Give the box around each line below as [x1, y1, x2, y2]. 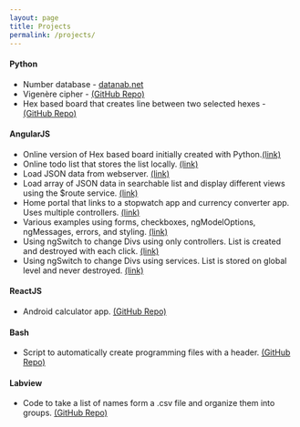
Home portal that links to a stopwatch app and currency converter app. [22, 197, 290, 208]
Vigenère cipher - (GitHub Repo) [22, 88, 145, 99]
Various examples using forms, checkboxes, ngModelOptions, [22, 216, 256, 228]
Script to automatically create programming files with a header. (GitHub [22, 347, 291, 358]
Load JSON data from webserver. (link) [22, 168, 171, 178]
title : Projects [9, 22, 71, 31]
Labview [9, 377, 43, 388]
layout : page [9, 13, 59, 23]
